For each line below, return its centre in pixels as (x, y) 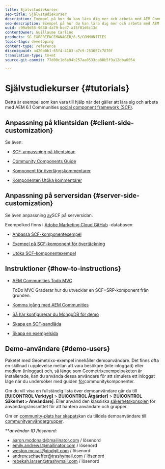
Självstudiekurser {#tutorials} (68, 88)
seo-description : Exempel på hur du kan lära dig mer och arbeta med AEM (82, 23)
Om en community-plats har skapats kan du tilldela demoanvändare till (76, 416)
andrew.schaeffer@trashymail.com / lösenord (58, 456)
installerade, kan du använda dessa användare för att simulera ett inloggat (80, 376)
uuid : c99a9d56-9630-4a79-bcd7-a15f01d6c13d (51, 28)
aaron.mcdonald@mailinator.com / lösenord (56, 441)
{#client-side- (112, 123)
